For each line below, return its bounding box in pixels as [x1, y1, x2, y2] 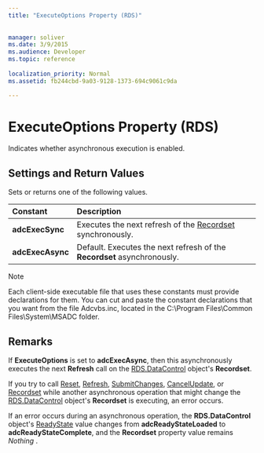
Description [76, 206, 122, 217]
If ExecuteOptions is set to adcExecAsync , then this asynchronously [8, 356, 233, 365]
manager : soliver [8, 33, 65, 42]
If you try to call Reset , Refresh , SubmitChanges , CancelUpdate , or [8, 379, 224, 389]
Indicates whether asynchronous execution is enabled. [8, 144, 185, 153]
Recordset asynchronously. [76, 252, 179, 263]
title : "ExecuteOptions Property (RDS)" [8, 11, 143, 20]
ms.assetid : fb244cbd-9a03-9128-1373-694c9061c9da [8, 77, 178, 85]
